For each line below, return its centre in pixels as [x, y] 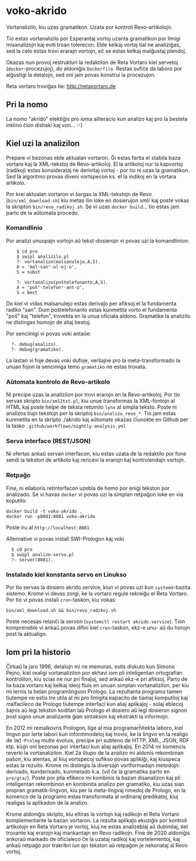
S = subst [29, 272]
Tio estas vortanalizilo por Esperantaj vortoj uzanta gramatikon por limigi [93, 38]
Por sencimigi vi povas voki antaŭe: [49, 334]
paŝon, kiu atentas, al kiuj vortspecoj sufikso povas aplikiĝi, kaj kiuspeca [93, 759]
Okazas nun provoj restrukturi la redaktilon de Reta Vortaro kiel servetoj [92, 62]
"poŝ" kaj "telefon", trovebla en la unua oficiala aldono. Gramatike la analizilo [98, 316]
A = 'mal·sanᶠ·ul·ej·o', [47, 267]
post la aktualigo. [27, 634]
